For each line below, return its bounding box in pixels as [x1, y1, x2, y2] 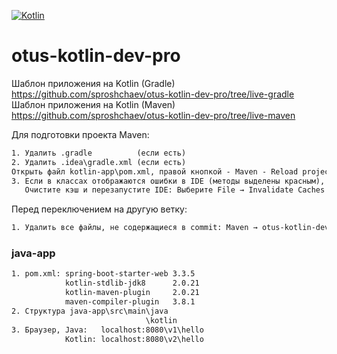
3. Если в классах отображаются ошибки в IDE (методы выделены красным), [11, 176, 326, 186]
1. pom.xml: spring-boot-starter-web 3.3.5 [11, 269, 196, 279]
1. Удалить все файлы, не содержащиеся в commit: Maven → [11, 223, 258, 233]
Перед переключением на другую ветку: [11, 203, 188, 215]
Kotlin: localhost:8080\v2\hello [64, 334, 204, 344]
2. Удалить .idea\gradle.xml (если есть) [11, 157, 187, 167]
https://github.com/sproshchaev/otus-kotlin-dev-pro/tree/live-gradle [11, 88, 295, 100]
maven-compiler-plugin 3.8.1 [64, 297, 196, 307]
